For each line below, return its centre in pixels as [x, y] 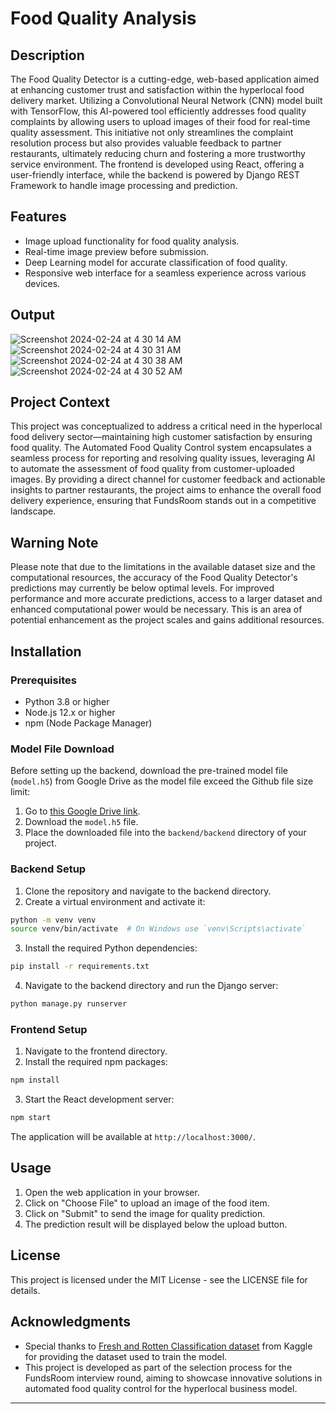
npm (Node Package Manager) [88, 723]
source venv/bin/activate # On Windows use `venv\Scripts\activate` [158, 929]
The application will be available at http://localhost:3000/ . [133, 1137]
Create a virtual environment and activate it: [115, 901]
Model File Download [62, 749]
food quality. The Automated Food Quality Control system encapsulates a [161, 448]
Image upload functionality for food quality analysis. [132, 241]
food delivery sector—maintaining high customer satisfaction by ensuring [161, 437]
